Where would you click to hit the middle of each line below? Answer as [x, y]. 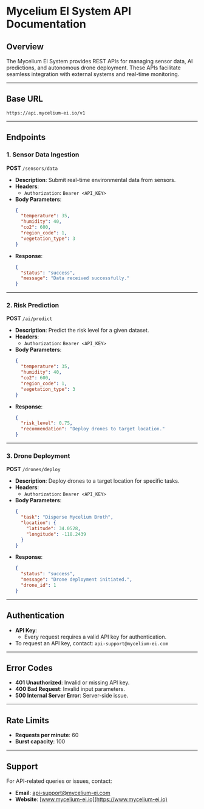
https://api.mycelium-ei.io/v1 [46, 113]
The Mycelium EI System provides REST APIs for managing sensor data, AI [100, 61]
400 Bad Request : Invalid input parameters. [70, 689]
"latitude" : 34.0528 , [53, 528]
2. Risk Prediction [33, 306]
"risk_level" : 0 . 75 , [47, 423]
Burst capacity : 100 [40, 741]
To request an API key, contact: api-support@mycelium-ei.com [92, 643]
